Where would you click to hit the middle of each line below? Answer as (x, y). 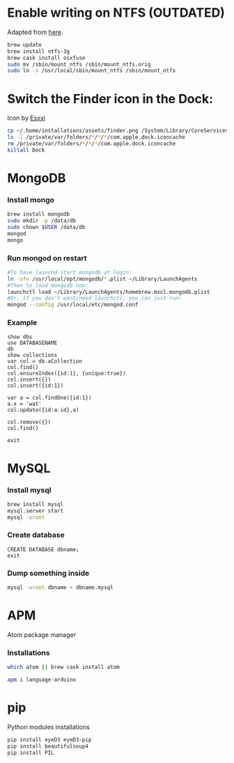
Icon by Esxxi (26, 118)
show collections (32, 355)
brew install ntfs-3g (39, 51)
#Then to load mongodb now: (48, 285)
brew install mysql (36, 504)
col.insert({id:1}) (36, 386)
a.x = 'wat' (24, 404)
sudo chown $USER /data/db (46, 227)
